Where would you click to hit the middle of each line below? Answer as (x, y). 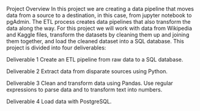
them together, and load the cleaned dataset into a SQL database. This (95, 41)
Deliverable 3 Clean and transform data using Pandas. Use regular (90, 83)
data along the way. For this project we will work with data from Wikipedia (99, 28)
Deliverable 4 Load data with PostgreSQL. (59, 101)
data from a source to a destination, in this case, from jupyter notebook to (99, 15)
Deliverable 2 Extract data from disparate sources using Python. (87, 71)
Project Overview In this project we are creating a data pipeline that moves (100, 9)
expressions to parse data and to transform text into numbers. (84, 90)
